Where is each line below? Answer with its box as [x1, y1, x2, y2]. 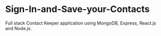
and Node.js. [5, 25, 32, 31]
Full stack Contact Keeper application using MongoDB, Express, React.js [5, 20, 156, 26]
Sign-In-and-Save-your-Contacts [5, 3, 150, 15]
